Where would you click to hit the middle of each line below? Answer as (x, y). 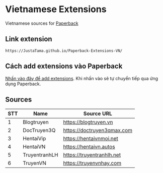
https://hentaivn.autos (89, 147)
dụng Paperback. (23, 84)
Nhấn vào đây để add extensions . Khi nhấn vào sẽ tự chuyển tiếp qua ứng (82, 78)
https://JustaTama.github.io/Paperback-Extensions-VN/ (64, 51)
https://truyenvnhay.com (92, 163)
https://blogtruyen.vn (88, 122)
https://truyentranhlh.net (92, 155)
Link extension (29, 39)
